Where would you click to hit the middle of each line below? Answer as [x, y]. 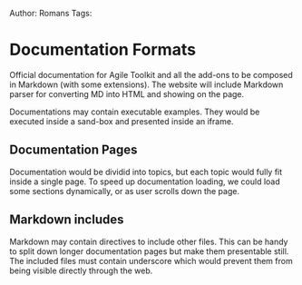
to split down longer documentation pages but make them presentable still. [149, 251]
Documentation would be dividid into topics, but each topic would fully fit [146, 172]
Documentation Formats [103, 50]
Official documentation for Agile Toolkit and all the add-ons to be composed [151, 74]
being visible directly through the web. [81, 270]
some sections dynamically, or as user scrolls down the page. [125, 191]
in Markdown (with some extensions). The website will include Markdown [146, 84]
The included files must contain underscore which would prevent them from [151, 260]
